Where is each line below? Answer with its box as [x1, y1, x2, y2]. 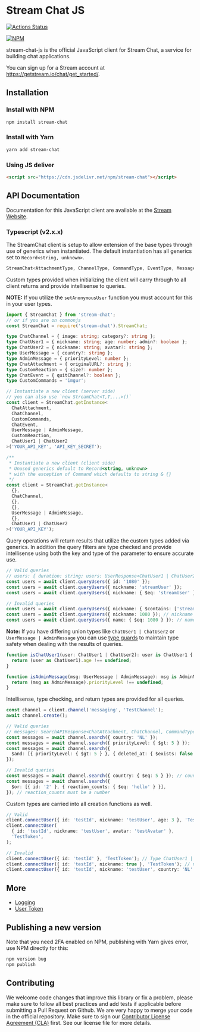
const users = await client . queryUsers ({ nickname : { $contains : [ [6, 606, 177, 612]
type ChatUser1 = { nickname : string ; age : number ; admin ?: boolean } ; [6, 339, 187, 345]
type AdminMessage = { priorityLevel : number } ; [6, 355, 129, 362]
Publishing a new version [6, 923, 102, 933]
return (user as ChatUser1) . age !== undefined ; [11, 657, 132, 663]
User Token [14, 905, 43, 912]
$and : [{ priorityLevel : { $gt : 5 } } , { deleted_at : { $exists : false [11, 751, 193, 757]
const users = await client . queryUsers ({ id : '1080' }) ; [6, 578, 151, 585]
